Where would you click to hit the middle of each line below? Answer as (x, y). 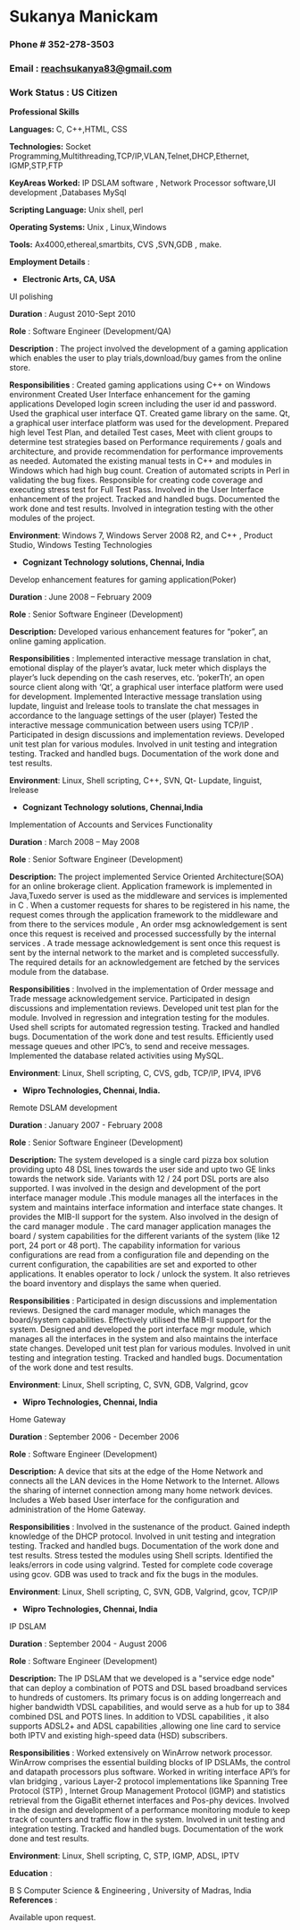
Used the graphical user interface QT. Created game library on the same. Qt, (150, 414)
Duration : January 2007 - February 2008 (86, 1125)
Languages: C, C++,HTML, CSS (68, 129)
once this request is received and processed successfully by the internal (143, 934)
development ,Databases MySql (68, 192)
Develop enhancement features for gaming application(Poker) (123, 580)
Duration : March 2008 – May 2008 (75, 842)
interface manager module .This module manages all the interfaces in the (144, 1198)
